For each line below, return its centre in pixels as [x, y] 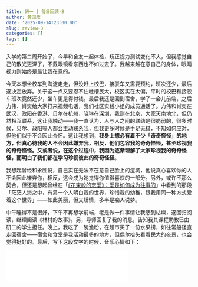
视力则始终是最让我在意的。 [40, 71]
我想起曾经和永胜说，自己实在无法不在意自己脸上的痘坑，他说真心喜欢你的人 [99, 170]
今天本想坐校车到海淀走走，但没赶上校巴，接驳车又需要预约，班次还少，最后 [99, 84]
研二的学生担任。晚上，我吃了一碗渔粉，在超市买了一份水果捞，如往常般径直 [99, 227]
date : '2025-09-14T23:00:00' [42, 22]
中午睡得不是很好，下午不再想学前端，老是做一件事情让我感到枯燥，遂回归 [96, 212]
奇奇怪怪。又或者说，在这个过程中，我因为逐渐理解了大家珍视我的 [91, 150]
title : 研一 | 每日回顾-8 [35, 12]
